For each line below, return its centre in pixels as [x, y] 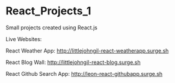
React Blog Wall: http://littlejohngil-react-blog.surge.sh [73, 62]
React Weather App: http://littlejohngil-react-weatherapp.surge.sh [87, 50]
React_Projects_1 [48, 11]
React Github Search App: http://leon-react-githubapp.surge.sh [84, 73]
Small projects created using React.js [51, 27]
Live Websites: [24, 39]
